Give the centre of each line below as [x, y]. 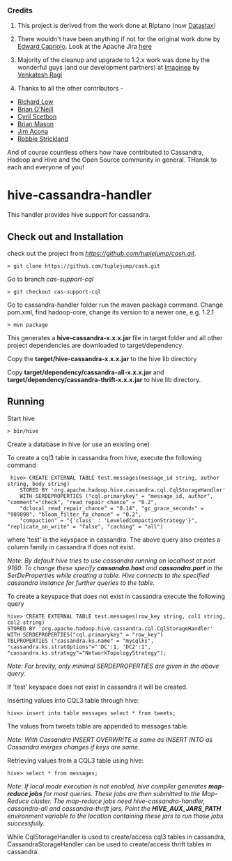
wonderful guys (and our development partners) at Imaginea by [108, 68]
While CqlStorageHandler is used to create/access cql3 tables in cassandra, [116, 837]
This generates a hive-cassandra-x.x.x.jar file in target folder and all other [115, 338]
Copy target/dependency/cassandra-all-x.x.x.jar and [86, 372]
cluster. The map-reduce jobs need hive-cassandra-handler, [118, 801]
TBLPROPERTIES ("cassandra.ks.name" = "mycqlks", [81, 641]
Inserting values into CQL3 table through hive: [73, 700]
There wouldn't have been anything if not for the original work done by [119, 39]
